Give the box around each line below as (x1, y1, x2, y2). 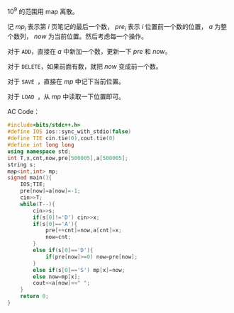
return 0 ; (20, 293, 50, 300)
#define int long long (7, 142, 74, 149)
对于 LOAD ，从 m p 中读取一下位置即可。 (7, 92, 126, 101)
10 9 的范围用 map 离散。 (7, 6, 79, 16)
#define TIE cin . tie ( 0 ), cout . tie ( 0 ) (7, 135, 116, 142)
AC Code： (7, 108, 40, 116)
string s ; (7, 161, 37, 169)
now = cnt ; (45, 234, 72, 241)
